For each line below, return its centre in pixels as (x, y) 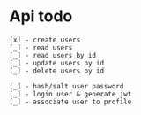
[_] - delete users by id (56, 71)
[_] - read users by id (53, 55)
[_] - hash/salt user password (67, 86)
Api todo (41, 16)
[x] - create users (45, 40)
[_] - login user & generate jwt (70, 94)
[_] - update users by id (56, 63)
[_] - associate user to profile (70, 102)
